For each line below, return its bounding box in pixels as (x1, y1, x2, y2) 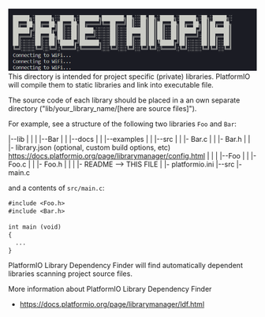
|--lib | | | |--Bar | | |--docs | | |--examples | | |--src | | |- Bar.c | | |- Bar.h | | (8, 135, 251, 144)
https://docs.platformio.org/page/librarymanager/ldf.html (19, 300, 205, 309)
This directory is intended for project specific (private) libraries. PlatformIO (8, 72, 251, 81)
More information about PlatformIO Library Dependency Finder (8, 285, 212, 294)
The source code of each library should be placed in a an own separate (8, 95, 241, 105)
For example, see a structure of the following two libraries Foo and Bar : (8, 119, 237, 129)
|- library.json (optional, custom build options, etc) (8, 143, 171, 152)
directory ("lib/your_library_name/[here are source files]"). (8, 104, 197, 114)
